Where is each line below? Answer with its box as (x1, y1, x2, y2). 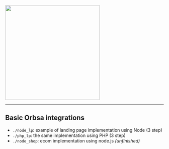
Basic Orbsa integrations (5, 114, 84, 122)
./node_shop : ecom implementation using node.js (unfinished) (12, 137, 140, 143)
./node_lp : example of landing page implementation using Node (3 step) (12, 127, 162, 133)
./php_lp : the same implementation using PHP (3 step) (12, 132, 126, 138)
